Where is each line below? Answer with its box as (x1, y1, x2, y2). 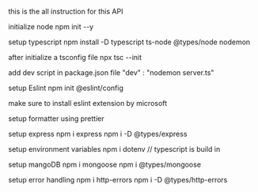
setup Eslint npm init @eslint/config (8, 83, 124, 92)
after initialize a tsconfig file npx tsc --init (8, 53, 142, 62)
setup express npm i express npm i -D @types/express (8, 130, 188, 138)
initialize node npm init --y (8, 22, 93, 31)
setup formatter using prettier (8, 114, 104, 123)
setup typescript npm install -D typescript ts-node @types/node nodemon (8, 37, 251, 47)
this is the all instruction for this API (8, 7, 123, 16)
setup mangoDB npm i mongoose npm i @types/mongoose (8, 160, 202, 169)
